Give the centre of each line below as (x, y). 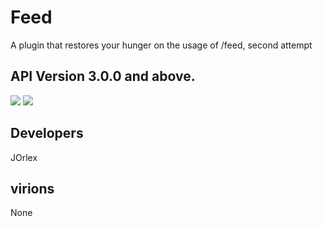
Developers (47, 133)
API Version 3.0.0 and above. (103, 76)
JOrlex (24, 157)
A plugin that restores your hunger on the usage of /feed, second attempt (161, 45)
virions (32, 188)
